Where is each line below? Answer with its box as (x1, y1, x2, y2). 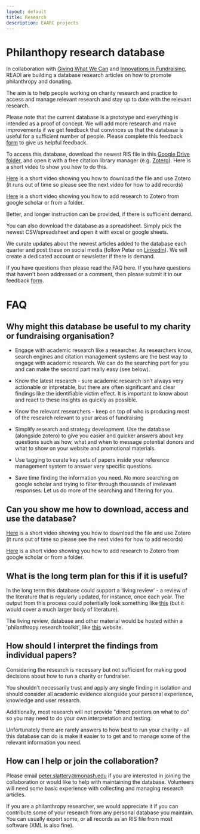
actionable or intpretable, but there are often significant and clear (14, 384, 176, 391)
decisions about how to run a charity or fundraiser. (6, 672, 131, 679)
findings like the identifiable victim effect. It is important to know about (14, 390, 189, 397)
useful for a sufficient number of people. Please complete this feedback (6, 132, 183, 140)
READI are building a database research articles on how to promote (6, 72, 171, 79)
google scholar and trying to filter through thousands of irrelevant (14, 481, 177, 488)
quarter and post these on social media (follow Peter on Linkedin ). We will (6, 246, 187, 254)
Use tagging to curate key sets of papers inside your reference (14, 456, 170, 464)
